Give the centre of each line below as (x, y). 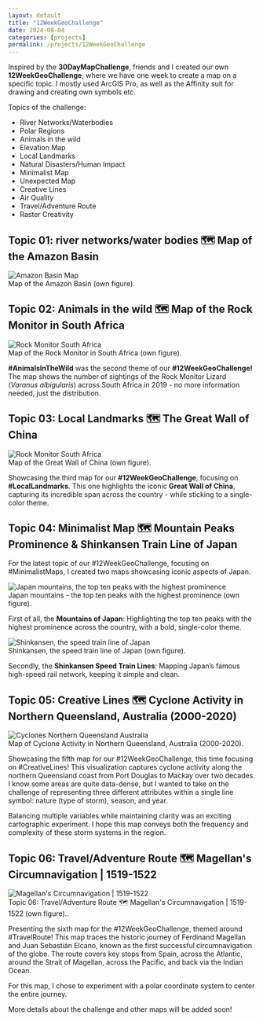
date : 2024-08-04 (37, 30)
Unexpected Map (47, 181)
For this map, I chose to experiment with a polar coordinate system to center (131, 986)
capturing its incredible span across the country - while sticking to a (118, 494)
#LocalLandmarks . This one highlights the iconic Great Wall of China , (122, 486)
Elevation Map (42, 148)
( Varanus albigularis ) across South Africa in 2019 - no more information (124, 384)
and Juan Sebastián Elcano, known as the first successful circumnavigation (130, 945)
